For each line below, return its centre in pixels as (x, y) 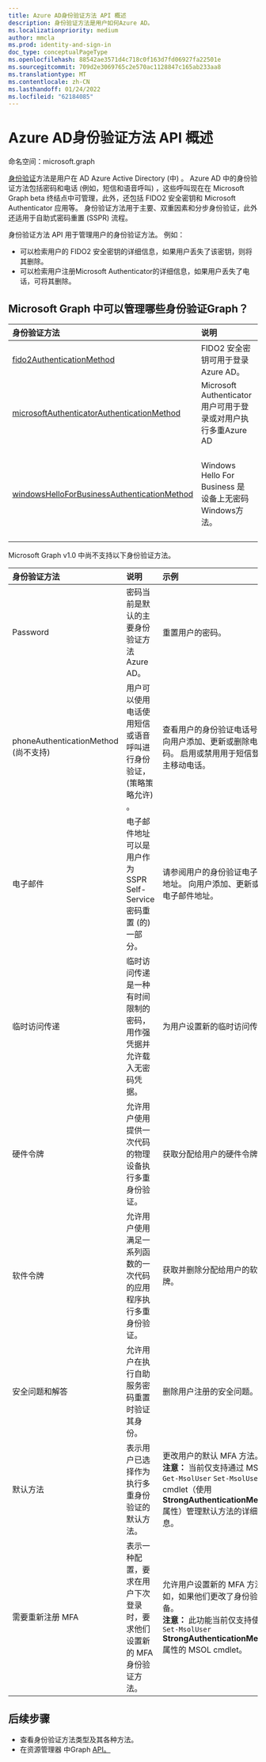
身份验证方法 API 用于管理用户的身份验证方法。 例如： (97, 235)
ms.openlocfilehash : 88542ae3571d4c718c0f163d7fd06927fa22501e (115, 60)
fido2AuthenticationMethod (63, 359)
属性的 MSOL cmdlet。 (204, 1650)
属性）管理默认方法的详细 (210, 1511)
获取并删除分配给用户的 (206, 1270)
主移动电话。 (186, 765)
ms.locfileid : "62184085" (51, 97)
